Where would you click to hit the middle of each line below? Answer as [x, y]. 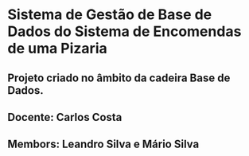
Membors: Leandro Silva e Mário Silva [103, 144]
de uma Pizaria [58, 49]
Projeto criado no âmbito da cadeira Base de [119, 78]
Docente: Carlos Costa [65, 117]
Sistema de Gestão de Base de [110, 15]
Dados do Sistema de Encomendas [124, 31]
